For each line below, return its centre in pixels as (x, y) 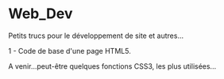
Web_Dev (41, 14)
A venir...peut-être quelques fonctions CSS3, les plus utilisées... (112, 66)
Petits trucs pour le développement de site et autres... (96, 36)
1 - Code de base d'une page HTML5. (70, 51)
